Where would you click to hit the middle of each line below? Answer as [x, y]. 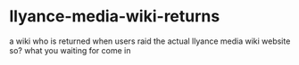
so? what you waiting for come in [70, 50]
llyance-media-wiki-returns [115, 16]
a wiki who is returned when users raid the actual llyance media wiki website [150, 41]
